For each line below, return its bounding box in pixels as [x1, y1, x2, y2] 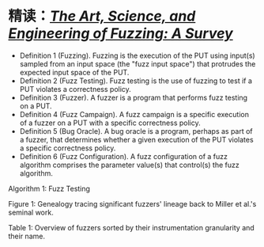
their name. [8, 231, 46, 241]
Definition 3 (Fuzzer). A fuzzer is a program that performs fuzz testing [19, 93, 247, 102]
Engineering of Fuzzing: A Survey [8, 25, 233, 43]
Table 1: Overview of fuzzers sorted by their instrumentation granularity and [8, 222, 255, 232]
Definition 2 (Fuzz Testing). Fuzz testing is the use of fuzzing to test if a [19, 76, 253, 85]
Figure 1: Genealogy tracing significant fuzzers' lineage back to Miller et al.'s [8, 199, 257, 208]
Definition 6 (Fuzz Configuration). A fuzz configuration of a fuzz [19, 151, 228, 161]
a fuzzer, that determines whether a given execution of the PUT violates [19, 135, 255, 144]
